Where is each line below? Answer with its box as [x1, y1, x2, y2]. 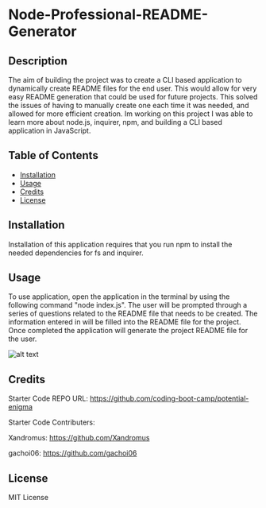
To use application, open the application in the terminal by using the [8, 292, 230, 301]
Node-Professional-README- [8, 6, 209, 24]
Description [8, 54, 67, 68]
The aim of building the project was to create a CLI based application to [8, 76, 242, 84]
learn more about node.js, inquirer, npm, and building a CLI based [8, 118, 222, 126]
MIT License [8, 493, 49, 502]
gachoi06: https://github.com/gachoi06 [8, 448, 137, 458]
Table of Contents [8, 149, 99, 162]
